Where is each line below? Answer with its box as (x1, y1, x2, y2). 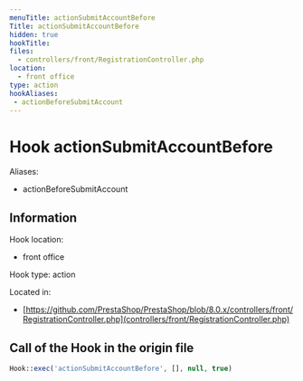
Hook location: (9, 234, 64, 245)
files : (9, 47, 34, 56)
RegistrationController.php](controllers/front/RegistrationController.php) (22, 314, 290, 325)
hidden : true (9, 30, 59, 39)
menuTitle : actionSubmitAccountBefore (9, 13, 156, 23)
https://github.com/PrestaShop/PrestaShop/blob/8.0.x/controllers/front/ (25, 304, 294, 315)
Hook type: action (9, 269, 76, 281)
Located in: (9, 287, 52, 298)
